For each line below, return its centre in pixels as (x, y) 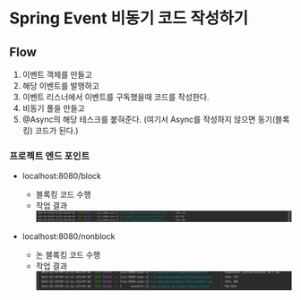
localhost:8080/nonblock (69, 236)
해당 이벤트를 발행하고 (61, 86)
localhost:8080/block (61, 176)
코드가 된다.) (56, 130)
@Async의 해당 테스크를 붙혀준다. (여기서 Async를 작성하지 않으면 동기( (149, 119)
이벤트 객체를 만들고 (57, 74)
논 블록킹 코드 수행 (68, 255)
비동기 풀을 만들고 (53, 108)
